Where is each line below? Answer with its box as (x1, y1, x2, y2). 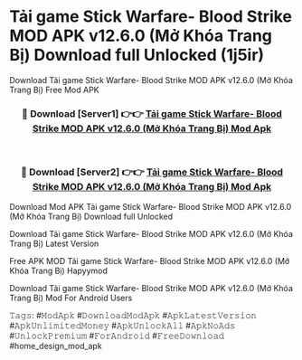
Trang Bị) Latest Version (9, 238, 99, 249)
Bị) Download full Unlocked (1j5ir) (9, 45, 265, 65)
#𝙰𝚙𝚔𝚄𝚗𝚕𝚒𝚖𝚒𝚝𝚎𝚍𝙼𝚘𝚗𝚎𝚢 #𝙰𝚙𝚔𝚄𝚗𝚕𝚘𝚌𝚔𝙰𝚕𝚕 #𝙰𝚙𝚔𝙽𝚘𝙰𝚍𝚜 (9, 319, 236, 331)
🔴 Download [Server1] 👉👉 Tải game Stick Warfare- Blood (21, 107, 283, 119)
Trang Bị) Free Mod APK (9, 84, 99, 95)
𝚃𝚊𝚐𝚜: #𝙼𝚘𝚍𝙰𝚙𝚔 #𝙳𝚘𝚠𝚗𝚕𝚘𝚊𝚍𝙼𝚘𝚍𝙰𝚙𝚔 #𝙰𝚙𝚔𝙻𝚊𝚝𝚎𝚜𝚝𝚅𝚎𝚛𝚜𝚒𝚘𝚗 (9, 309, 258, 320)
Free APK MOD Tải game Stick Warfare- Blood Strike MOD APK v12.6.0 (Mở (9, 255, 290, 266)
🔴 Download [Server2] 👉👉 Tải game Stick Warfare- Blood (21, 166, 283, 178)
